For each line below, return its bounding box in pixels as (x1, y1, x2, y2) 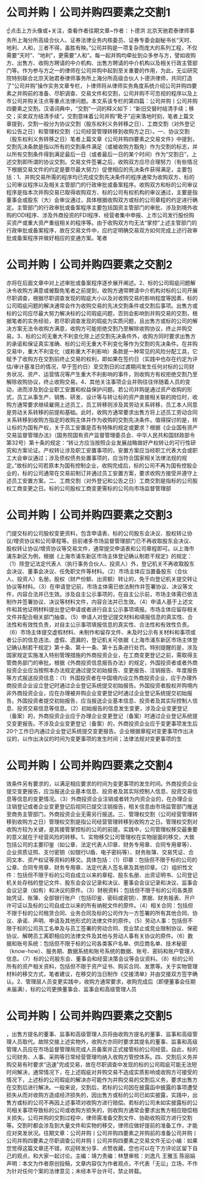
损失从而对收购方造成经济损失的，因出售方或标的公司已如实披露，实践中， (6, 1091, 192, 1098)
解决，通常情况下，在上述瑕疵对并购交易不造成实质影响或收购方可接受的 (16, 1068, 198, 1075)
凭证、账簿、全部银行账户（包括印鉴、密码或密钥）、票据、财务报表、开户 (11, 894, 195, 901)
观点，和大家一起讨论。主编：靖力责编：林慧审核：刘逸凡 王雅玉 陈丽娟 (16, 1152, 195, 1159)
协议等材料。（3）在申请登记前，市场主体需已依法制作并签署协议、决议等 (6, 583, 188, 590)
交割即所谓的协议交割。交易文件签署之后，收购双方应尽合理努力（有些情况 (11, 158, 198, 165)
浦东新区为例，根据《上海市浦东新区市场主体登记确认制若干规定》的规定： (6, 552, 192, 560)
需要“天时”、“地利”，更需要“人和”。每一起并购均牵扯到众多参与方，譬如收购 (6, 51, 196, 58)
